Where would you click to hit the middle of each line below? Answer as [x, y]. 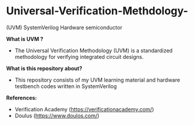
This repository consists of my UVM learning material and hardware [97, 80]
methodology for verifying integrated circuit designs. [79, 57]
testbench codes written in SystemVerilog [66, 86]
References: [22, 98]
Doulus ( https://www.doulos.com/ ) [57, 115]
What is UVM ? [25, 39]
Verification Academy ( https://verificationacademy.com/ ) [84, 109]
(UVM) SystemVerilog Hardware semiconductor [64, 27]
